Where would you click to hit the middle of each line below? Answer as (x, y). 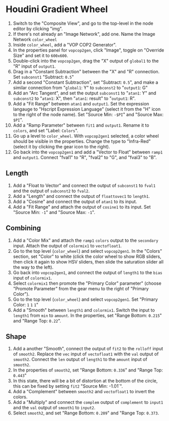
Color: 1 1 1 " (26, 304)
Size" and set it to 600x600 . (40, 55)
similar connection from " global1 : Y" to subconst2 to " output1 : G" (80, 87)
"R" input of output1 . (34, 66)
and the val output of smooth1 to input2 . (54, 408)
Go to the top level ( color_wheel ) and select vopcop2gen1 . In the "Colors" (88, 251)
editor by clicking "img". (38, 28)
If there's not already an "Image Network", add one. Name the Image (84, 34)
